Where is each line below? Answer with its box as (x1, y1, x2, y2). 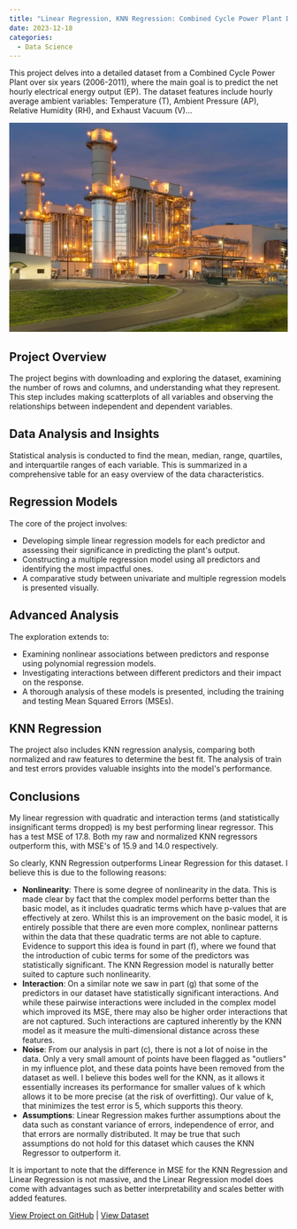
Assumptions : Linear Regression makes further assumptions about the (21, 1110, 281, 1121)
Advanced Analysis (9, 608, 119, 623)
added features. (9, 1193, 68, 1203)
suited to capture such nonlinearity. (21, 969, 152, 979)
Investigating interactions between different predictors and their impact (21, 667, 282, 678)
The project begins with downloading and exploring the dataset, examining (9, 373, 282, 384)
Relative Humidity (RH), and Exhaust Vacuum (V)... (9, 105, 193, 116)
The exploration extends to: (9, 631, 110, 641)
